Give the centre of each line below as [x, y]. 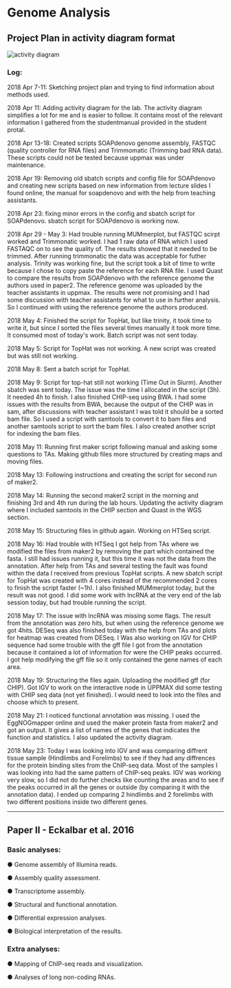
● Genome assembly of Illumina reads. [63, 864]
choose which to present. [43, 702]
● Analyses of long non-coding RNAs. [61, 977]
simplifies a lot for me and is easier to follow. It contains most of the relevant [115, 116]
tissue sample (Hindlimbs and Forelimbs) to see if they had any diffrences [111, 758]
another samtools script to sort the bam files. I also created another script [111, 426]
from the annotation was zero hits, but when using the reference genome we [115, 623]
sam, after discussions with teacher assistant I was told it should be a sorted [115, 412]
